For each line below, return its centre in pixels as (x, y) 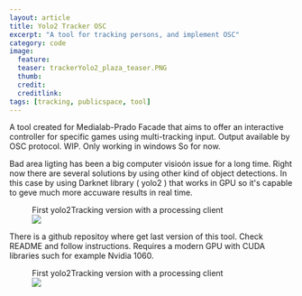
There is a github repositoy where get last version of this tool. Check (136, 236)
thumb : (30, 77)
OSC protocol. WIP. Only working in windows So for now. (115, 146)
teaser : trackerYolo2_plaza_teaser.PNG (92, 69)
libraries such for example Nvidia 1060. (82, 256)
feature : (34, 60)
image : (22, 51)
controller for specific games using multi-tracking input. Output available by (150, 137)
